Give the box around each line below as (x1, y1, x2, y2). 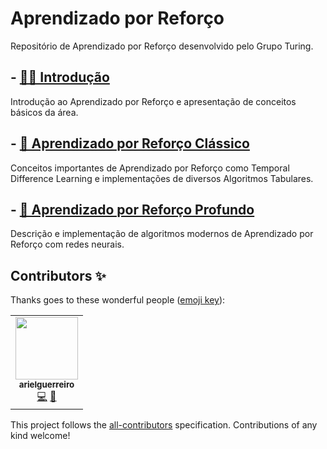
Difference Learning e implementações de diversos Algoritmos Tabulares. (10, 172, 314, 184)
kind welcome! (10, 430, 71, 442)
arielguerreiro (18, 379, 75, 391)
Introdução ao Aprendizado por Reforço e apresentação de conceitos (10, 95, 297, 107)
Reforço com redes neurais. (10, 238, 125, 251)
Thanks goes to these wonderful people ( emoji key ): (10, 294, 226, 306)
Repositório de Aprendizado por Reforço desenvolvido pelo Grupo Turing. (10, 40, 314, 52)
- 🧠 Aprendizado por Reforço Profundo (10, 201, 255, 218)
